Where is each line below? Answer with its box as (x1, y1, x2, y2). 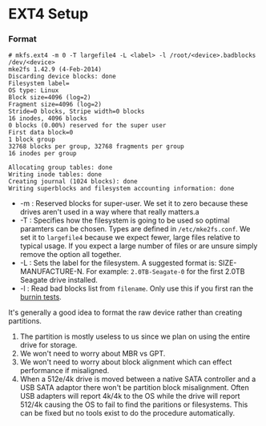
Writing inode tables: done (8, 171, 103, 179)
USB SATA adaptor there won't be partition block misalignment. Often (19, 383, 250, 392)
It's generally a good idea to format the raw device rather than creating (8, 307, 243, 317)
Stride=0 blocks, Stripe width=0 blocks (8, 107, 146, 116)
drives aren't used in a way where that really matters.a (19, 207, 199, 217)
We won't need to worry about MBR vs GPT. (19, 349, 166, 359)
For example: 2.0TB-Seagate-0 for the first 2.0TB (86, 267, 245, 276)
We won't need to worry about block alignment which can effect (19, 357, 232, 367)
